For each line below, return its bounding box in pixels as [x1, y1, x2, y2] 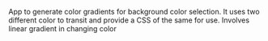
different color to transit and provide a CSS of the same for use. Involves [8, 15, 249, 25]
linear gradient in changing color [8, 24, 117, 33]
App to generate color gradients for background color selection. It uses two [8, 7, 261, 16]
